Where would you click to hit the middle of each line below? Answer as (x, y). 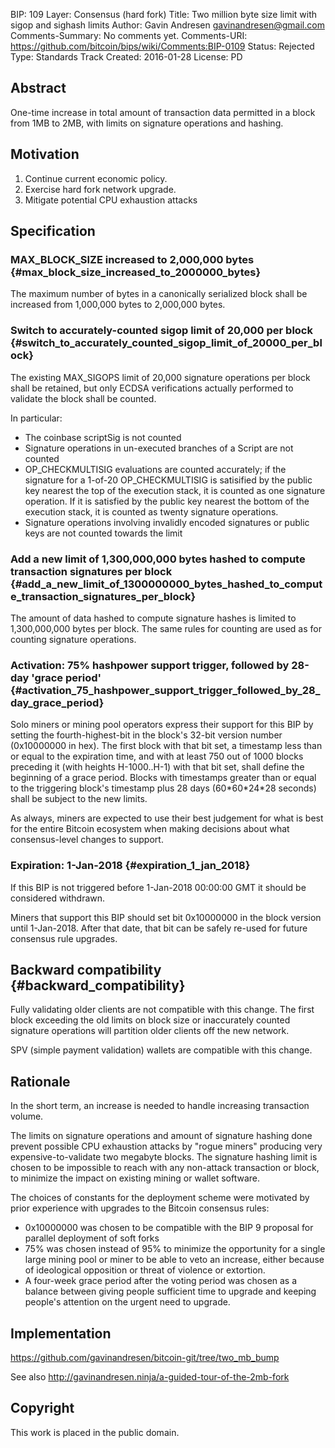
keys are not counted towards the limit (103, 533)
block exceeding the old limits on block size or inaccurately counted (150, 1020)
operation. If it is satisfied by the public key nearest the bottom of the (167, 501)
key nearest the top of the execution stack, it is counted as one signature (175, 490)
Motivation (45, 154)
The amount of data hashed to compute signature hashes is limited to (153, 618)
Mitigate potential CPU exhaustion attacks (111, 200)
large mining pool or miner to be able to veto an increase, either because (174, 1260)
